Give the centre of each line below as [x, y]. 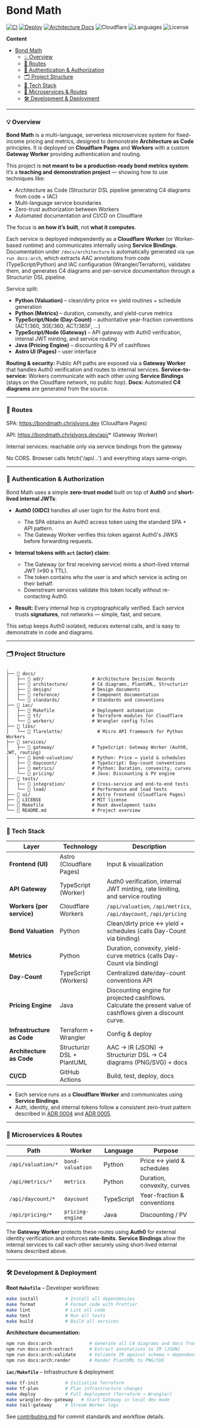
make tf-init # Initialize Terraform [65, 1383]
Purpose [166, 1150]
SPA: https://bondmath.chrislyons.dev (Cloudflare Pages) [77, 423]
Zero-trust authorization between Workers [67, 209]
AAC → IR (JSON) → [135, 1048]
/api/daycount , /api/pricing [147, 914]
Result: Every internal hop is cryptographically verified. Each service [100, 608]
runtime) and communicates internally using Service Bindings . [100, 245]
